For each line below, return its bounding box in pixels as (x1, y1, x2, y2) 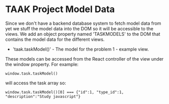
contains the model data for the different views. (5, 36, 105, 42)
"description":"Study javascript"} (5, 94, 81, 99)
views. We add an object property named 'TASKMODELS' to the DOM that (5, 31, 160, 37)
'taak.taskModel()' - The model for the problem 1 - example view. (12, 46, 149, 52)
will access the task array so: (5, 80, 66, 86)
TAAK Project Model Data (5, 4, 115, 15)
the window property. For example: (5, 61, 79, 67)
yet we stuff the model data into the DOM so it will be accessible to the (5, 25, 154, 31)
